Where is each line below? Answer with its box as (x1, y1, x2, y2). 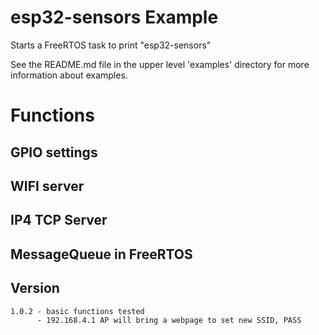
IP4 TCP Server (10, 212, 108, 229)
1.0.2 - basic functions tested (10, 306, 145, 316)
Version (10, 280, 60, 297)
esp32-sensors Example (10, 6, 219, 29)
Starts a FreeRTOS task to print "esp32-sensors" (10, 39, 212, 51)
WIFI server (10, 177, 85, 195)
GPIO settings (10, 144, 98, 161)
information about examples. (10, 69, 128, 81)
